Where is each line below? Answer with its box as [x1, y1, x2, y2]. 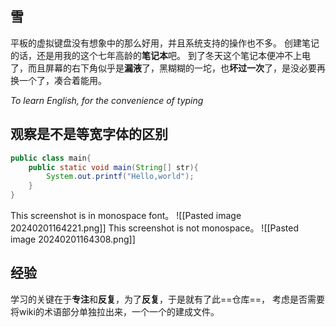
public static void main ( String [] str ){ [28, 162, 199, 172]
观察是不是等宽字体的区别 [10, 126, 168, 143]
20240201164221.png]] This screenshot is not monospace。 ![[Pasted [10, 222, 299, 234]
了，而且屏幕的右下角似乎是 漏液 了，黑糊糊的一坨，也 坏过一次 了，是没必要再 [10, 62, 326, 74]
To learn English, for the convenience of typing [10, 94, 204, 106]
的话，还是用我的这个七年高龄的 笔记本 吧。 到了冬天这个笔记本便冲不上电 [10, 49, 311, 61]
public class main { [10, 153, 92, 163]
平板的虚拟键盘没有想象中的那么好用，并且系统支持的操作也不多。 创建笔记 [10, 37, 320, 49]
